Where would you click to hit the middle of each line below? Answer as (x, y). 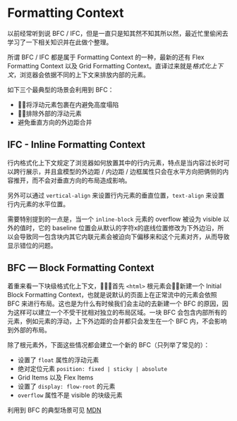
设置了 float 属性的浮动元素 (58, 360)
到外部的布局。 (29, 329)
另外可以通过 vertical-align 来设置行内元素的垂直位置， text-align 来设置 (116, 195)
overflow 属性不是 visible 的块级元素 (70, 395)
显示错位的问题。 (32, 245)
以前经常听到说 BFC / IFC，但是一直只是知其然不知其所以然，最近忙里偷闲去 (118, 33)
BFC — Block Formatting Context (81, 268)
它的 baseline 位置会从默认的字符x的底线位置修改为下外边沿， (128, 227)
